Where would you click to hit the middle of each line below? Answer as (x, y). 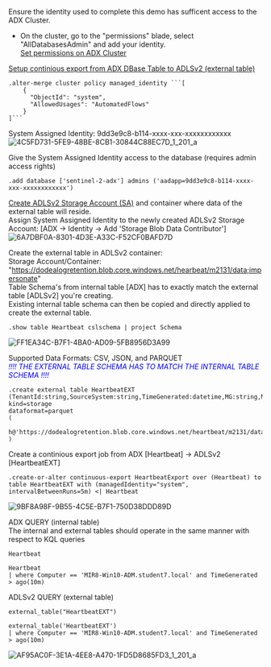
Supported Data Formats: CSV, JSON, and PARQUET (96, 358)
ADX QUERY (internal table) (54, 522)
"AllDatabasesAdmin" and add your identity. (93, 44)
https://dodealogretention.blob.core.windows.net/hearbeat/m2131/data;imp (137, 270)
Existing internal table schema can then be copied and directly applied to (129, 304)
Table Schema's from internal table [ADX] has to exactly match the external (133, 287)
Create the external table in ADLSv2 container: (85, 253)
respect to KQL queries (47, 539)
